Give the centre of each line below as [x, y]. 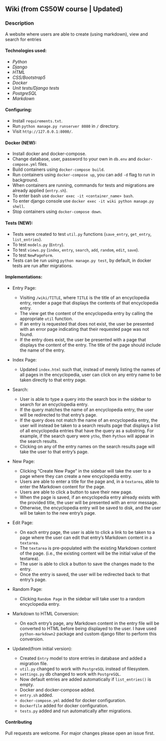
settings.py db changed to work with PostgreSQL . [70, 674]
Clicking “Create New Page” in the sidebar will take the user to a [85, 471]
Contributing [19, 722]
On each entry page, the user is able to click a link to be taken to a [87, 532]
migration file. [34, 663]
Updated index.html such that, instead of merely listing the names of [90, 369]
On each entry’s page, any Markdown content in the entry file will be [89, 623]
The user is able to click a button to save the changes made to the [87, 564]
